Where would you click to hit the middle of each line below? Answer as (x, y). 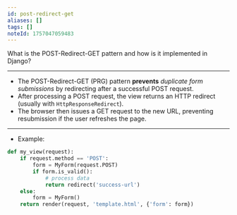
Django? (19, 61)
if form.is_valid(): (63, 171)
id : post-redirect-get (41, 14)
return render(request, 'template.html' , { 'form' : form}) (107, 204)
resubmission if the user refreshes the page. (82, 119)
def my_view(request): (41, 152)
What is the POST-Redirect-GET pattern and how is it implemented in (108, 54)
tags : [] (20, 27)
